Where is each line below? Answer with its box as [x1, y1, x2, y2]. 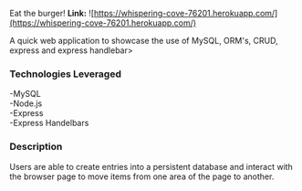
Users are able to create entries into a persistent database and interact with [9, 161, 294, 172]
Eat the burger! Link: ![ [9, 8, 94, 18]
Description [9, 141, 63, 154]
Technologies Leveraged [9, 68, 121, 80]
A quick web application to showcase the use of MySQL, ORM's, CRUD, [9, 36, 278, 46]
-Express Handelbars [9, 118, 89, 129]
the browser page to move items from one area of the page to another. [9, 171, 275, 182]
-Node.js [9, 98, 43, 109]
